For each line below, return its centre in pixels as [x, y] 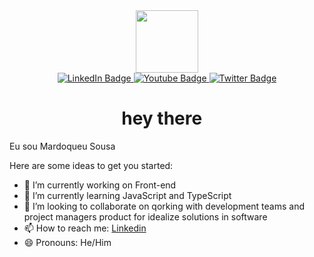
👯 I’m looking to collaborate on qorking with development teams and [164, 206]
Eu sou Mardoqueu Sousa [62, 146]
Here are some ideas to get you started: [91, 165]
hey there [162, 118]
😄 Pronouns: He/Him [67, 242]
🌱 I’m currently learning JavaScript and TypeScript [127, 195]
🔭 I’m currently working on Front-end [100, 185]
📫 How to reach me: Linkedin [85, 228]
